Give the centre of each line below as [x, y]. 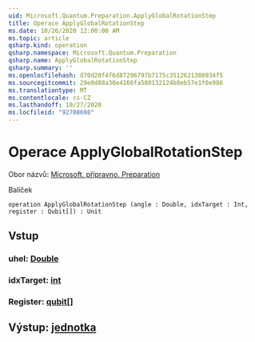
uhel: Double [34, 259]
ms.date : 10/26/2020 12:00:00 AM [64, 30]
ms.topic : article [39, 38]
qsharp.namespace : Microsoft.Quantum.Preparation [93, 53]
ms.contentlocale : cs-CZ [50, 98]
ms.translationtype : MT [48, 90]
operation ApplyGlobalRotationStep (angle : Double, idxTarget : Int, [128, 204]
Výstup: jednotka [52, 328]
